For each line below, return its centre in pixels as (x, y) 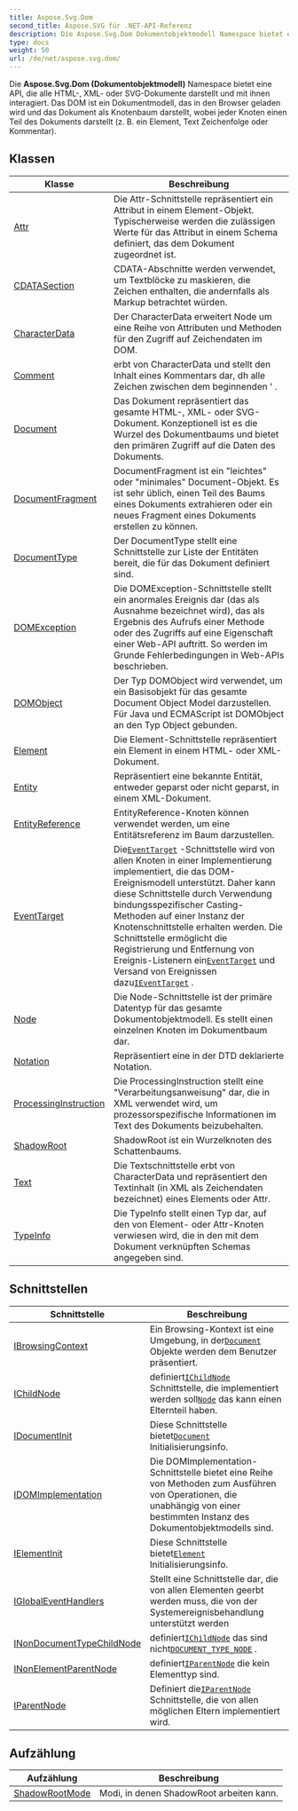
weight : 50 (29, 51)
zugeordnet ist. (145, 254)
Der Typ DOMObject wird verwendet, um (199, 680)
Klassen (32, 159)
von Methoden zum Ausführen (213, 1483)
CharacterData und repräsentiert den (191, 1176)
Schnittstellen (49, 1289)
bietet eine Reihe (238, 1472)
